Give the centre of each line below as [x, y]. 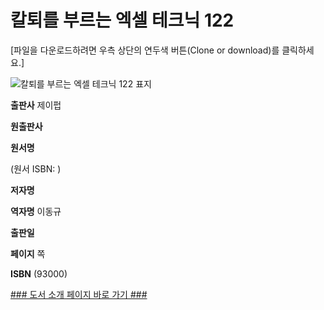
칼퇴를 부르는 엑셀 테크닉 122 [122, 20]
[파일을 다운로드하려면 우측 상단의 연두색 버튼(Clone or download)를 [145, 50]
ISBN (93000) [39, 273]
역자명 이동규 [36, 211]
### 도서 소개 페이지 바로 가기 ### [79, 294]
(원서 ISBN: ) [36, 168]
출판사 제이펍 [36, 105]
